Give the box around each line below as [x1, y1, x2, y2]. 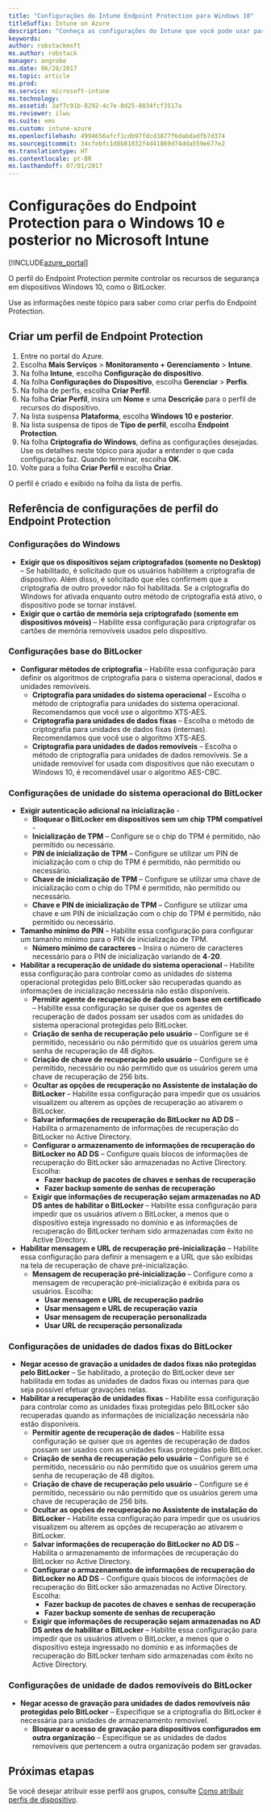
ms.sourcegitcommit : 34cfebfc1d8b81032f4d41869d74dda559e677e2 [8, 139, 226, 148]
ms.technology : [8, 95, 60, 103]
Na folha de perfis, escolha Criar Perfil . [19, 385, 152, 395]
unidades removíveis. [19, 681, 91, 691]
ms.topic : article [8, 72, 70, 80]
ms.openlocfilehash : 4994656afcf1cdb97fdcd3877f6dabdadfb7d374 [8, 132, 226, 140]
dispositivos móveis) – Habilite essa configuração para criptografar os [19, 617, 256, 627]
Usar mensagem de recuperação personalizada [44, 1312, 207, 1322]
